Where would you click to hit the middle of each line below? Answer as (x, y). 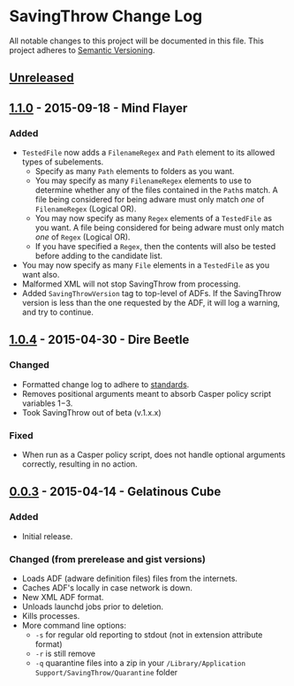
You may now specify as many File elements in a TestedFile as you (146, 265)
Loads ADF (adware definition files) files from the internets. (130, 578)
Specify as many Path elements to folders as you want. (135, 171)
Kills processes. (51, 615)
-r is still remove (65, 653)
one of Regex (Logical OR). (83, 237)
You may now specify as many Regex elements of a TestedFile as (153, 218)
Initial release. (47, 536)
